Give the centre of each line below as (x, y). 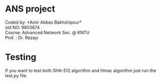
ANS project (30, 9)
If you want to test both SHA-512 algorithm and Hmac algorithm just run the (81, 70)
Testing (21, 57)
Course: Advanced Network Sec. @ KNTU (47, 32)
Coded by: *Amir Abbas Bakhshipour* (43, 22)
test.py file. (16, 75)
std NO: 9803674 (22, 27)
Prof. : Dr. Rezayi (22, 38)
